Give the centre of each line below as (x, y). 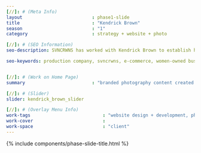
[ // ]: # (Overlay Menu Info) (42, 110)
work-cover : (56, 121)
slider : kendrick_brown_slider (45, 99)
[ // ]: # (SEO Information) (40, 45)
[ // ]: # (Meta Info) (32, 12)
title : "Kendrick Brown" (73, 23)
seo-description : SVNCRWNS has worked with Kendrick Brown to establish (99, 51)
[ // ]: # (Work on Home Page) (42, 77)
